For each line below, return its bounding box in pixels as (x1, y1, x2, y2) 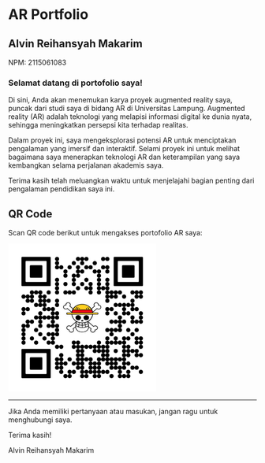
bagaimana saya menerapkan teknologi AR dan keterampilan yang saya (8, 152, 241, 162)
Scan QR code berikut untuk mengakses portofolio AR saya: (8, 228, 203, 238)
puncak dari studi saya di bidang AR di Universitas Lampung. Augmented (8, 104, 246, 113)
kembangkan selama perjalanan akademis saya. (8, 161, 164, 170)
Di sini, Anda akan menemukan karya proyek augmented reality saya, (8, 95, 233, 105)
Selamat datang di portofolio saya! (8, 77, 144, 88)
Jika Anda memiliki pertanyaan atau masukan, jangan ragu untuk (8, 407, 218, 417)
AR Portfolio (8, 6, 89, 24)
